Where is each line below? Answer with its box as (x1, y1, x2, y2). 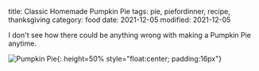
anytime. (8, 39, 37, 48)
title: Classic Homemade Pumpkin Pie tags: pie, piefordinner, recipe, (8, 7, 230, 16)
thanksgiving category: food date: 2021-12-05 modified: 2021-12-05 (8, 15, 231, 24)
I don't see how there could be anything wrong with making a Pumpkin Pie (8, 31, 252, 39)
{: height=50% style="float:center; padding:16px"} (56, 54, 222, 63)
